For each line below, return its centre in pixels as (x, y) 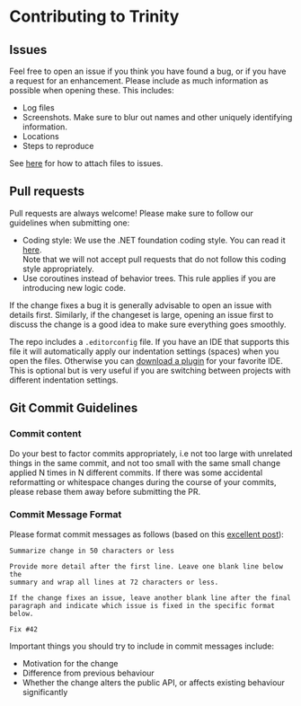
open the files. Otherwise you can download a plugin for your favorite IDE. (146, 360)
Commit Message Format (66, 515)
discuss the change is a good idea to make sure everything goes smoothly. (148, 324)
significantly (45, 692)
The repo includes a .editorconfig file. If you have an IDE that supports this (150, 341)
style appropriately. (58, 269)
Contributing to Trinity (94, 17)
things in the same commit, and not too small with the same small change (145, 463)
